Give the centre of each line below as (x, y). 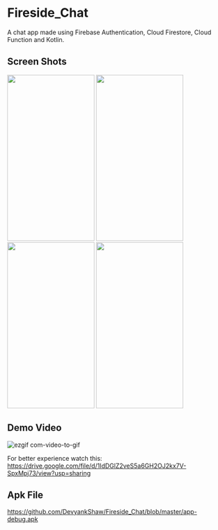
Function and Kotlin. (36, 39)
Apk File (25, 495)
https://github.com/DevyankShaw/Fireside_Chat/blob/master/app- (102, 512)
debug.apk (23, 520)
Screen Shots (37, 62)
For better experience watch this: (55, 458)
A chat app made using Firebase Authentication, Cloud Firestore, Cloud (109, 32)
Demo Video (34, 428)
